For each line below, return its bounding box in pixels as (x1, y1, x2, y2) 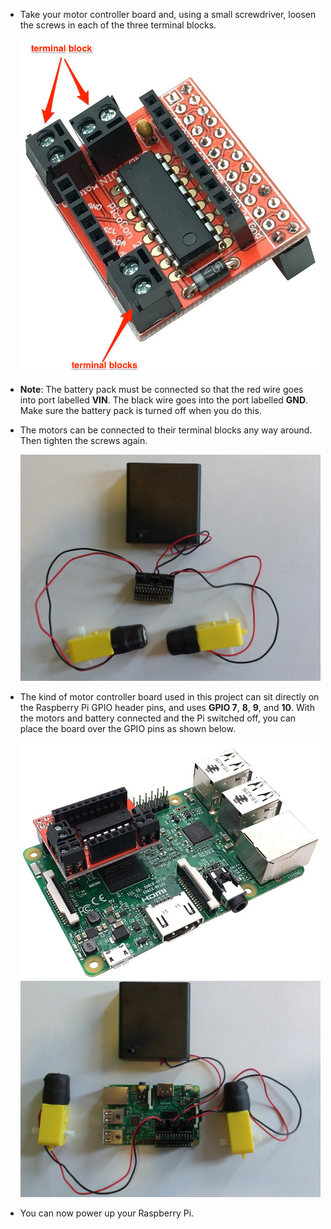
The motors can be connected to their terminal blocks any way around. (19, 424, 313, 436)
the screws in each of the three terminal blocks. (19, 19, 217, 31)
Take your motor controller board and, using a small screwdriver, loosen (19, 9, 317, 20)
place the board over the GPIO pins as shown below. (19, 722, 236, 734)
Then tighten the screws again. (19, 434, 148, 446)
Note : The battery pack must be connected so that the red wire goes (19, 383, 304, 395)
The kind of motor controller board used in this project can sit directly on (19, 690, 320, 703)
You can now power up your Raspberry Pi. (19, 1207, 195, 1219)
